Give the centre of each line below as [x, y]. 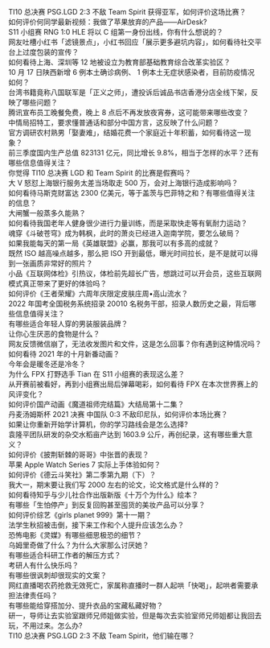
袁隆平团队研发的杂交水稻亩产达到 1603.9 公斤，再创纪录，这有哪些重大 [127, 434]
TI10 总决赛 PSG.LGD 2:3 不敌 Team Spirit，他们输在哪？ [102, 636]
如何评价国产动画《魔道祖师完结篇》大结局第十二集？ [96, 404]
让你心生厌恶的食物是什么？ [54, 334]
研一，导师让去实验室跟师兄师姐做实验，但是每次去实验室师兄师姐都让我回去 [135, 615]
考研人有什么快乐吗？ [43, 565]
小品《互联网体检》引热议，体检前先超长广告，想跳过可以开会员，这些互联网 [135, 273]
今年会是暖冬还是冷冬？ [47, 364]
